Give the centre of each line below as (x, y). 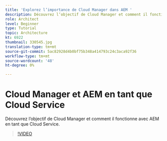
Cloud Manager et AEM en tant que (79, 94)
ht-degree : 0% (20, 65)
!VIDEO (25, 134)
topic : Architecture (27, 33)
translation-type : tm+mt (31, 47)
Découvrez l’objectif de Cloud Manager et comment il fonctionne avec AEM (82, 119)
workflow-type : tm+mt (28, 56)
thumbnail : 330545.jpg (29, 42)
